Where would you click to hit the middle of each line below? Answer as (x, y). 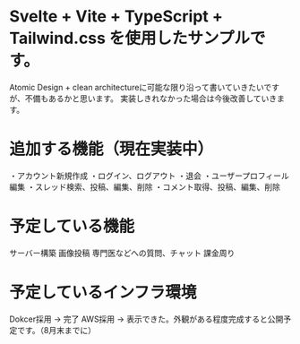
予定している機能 (72, 227)
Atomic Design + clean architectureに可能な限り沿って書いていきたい (137, 87)
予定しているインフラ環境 (103, 292)
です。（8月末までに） (56, 330)
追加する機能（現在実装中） (111, 149)
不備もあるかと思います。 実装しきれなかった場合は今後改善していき (151, 98)
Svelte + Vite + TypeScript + (116, 17)
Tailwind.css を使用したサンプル (130, 39)
